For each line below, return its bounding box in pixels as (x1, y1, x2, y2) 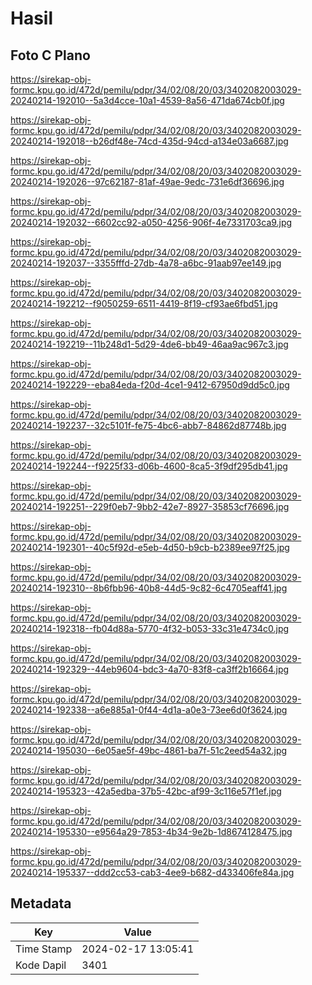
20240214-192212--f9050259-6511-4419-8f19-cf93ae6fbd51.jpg (10, 298, 278, 309)
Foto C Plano (10, 47, 91, 64)
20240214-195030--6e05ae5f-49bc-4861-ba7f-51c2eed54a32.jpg (10, 745, 288, 756)
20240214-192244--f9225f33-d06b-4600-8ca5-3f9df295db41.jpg (10, 460, 288, 472)
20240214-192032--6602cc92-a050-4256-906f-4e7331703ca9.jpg (10, 217, 293, 228)
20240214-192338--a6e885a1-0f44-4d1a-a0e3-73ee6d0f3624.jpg (10, 704, 288, 716)
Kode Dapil (15, 958, 67, 972)
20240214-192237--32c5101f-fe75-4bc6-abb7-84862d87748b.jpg (10, 420, 287, 431)
